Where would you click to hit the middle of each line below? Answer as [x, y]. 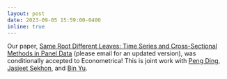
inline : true [26, 26]
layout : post [26, 14]
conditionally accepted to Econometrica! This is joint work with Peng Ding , [114, 61]
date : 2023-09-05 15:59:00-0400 [54, 20]
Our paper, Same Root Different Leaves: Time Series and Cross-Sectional [112, 46]
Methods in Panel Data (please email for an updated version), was [102, 53]
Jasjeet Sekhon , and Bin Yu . [47, 68]
